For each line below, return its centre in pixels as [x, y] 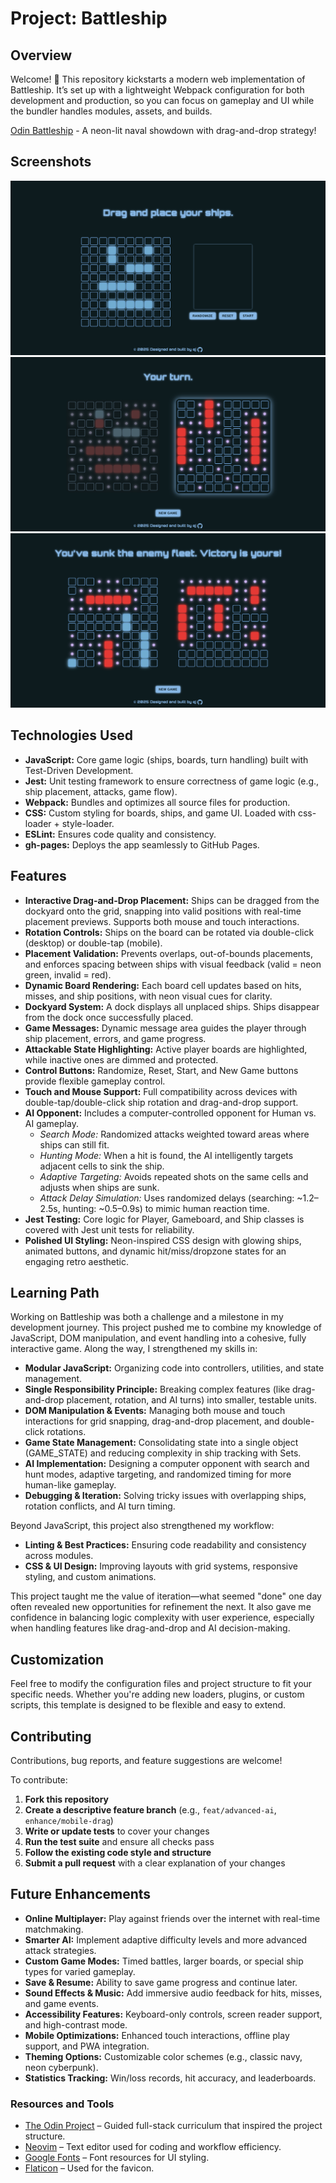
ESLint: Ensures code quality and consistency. [120, 834]
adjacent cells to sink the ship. [102, 1166]
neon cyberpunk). [61, 2067]
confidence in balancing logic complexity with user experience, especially [162, 1618]
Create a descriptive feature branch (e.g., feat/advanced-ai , [150, 1810]
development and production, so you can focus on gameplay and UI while [162, 100]
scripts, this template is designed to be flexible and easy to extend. [148, 1705]
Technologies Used [71, 735]
